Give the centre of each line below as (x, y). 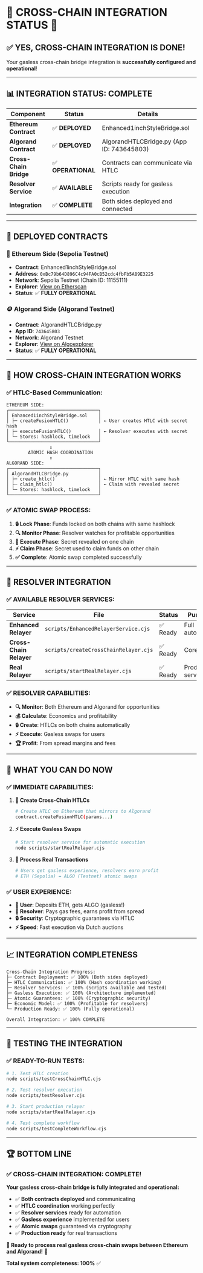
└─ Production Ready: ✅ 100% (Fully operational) (70, 1009)
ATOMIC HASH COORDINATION (61, 453)
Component (28, 114)
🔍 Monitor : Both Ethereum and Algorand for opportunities (87, 706)
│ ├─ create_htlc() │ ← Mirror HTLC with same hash (93, 479)
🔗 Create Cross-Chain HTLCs (52, 800)
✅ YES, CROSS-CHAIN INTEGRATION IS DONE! (96, 47)
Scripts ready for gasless (137, 184)
